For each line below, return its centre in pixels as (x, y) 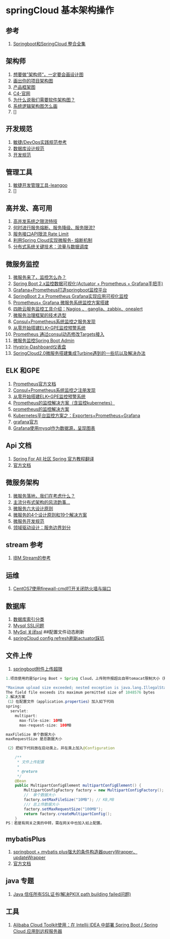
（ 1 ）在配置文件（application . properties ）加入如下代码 (60, 702)
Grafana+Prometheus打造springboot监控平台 (60, 290)
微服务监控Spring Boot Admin (44, 341)
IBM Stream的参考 (32, 558)
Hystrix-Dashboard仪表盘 (39, 347)
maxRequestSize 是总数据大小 (34, 739)
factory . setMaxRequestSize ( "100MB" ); (63, 809)
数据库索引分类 (29, 619)
